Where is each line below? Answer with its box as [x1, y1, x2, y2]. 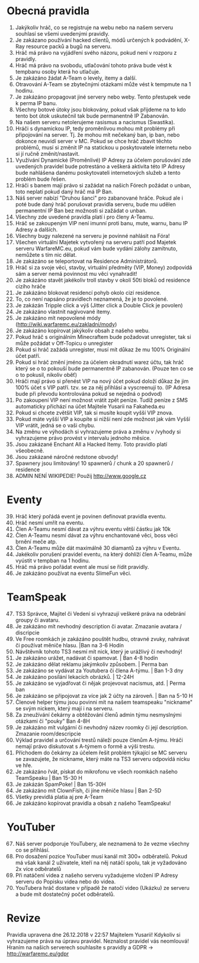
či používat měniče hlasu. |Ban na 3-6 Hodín [15, 641, 124, 649]
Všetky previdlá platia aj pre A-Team [15, 793, 104, 800]
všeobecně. [15, 447, 44, 454]
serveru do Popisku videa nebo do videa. [15, 878, 116, 885]
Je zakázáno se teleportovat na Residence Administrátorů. [15, 257, 159, 265]
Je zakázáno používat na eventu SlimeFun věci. [15, 569, 132, 577]
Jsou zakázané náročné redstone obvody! [15, 453, 118, 460]
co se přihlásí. [15, 846, 50, 854]
